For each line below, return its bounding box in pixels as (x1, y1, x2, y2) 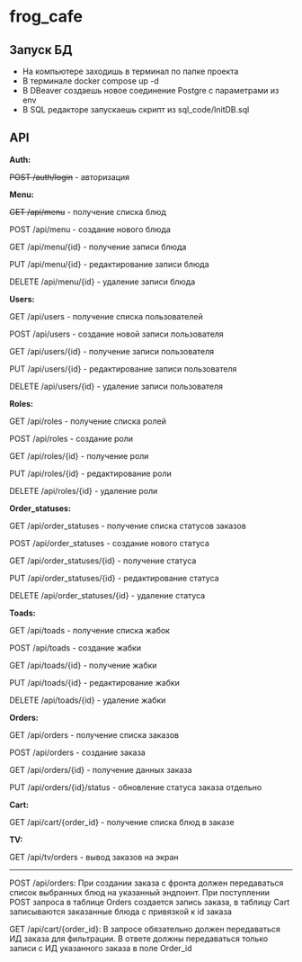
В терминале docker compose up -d (22, 76, 159, 86)
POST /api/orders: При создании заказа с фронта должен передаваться (9, 877, 284, 888)
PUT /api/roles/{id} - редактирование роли (9, 468, 173, 479)
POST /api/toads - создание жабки (9, 642, 142, 653)
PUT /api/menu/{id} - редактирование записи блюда (9, 258, 209, 269)
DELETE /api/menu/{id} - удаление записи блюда (9, 276, 196, 287)
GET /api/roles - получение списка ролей (9, 416, 166, 427)
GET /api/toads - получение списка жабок (9, 625, 171, 635)
